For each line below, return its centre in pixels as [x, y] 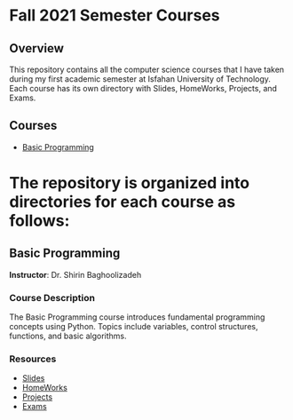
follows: [40, 221]
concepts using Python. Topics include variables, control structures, [134, 327]
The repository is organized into [130, 183]
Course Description [52, 297]
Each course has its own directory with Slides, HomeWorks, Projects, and [143, 88]
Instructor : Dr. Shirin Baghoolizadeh [75, 274]
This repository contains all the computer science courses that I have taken [147, 69]
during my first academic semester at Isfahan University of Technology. [140, 79]
